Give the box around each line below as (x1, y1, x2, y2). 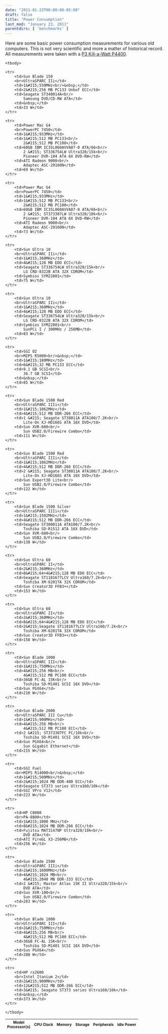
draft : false (5, 12, 33, 17)
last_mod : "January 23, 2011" (5, 21, 69, 27)
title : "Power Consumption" (5, 17, 65, 22)
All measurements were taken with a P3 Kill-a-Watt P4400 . (5, 51, 128, 57)
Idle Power (117, 1022, 136, 1027)
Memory (57, 1022, 72, 1027)
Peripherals (93, 1022, 114, 1027)
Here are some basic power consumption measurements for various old (5, 40, 155, 46)
